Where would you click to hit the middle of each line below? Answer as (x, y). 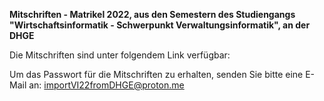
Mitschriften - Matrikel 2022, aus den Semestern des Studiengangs (152, 14)
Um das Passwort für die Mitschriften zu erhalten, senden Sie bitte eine (156, 74)
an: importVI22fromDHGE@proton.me (106, 85)
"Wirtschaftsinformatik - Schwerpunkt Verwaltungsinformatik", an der (160, 25)
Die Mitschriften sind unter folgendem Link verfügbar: (120, 55)
